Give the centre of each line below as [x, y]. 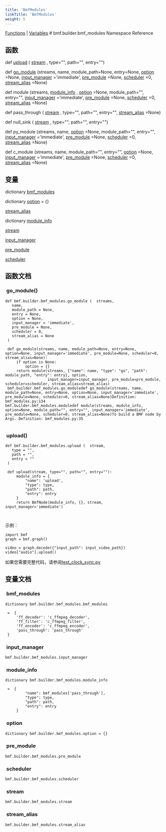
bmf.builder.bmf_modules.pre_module [43, 756]
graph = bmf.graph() [27, 539]
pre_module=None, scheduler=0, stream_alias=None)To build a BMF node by [83, 414]
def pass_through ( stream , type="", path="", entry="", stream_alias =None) [83, 113]
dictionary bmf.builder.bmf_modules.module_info [56, 680]
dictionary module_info [29, 221]
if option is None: [36, 362]
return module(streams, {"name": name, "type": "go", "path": [82, 371]
